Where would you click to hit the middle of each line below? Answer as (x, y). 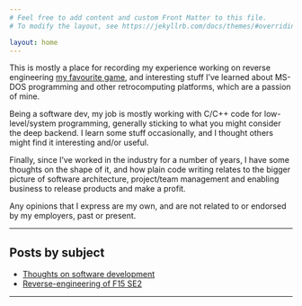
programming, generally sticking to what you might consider (169, 123)
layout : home (34, 42)
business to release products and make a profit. (98, 189)
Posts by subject (57, 252)
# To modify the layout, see (64, 26)
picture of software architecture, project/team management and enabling (144, 179)
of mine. (25, 96)
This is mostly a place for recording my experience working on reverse (140, 67)
